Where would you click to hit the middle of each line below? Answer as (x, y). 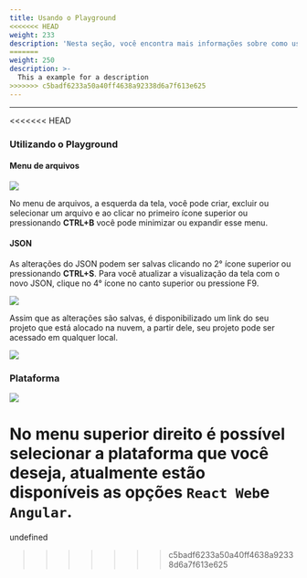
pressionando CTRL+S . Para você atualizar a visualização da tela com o (145, 273)
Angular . (41, 512)
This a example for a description (83, 78)
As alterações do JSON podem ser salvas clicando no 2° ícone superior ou (150, 263)
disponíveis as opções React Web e (140, 493)
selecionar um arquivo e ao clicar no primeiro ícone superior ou (129, 213)
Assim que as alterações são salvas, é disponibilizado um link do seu (139, 318)
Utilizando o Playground (64, 144)
